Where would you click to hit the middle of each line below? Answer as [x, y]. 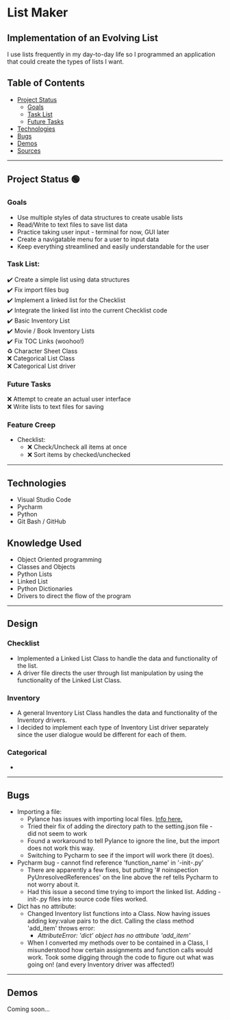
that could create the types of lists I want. [66, 62]
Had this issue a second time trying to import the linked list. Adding [122, 892]
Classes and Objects [46, 567]
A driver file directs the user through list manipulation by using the [110, 673]
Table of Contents [46, 83]
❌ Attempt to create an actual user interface [69, 399]
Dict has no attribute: [47, 906]
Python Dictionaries [45, 589]
